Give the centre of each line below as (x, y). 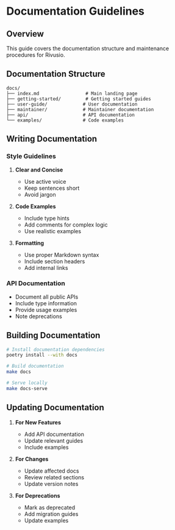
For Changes (32, 459)
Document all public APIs (47, 297)
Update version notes (51, 484)
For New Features (38, 422)
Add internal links (46, 267)
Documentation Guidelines (76, 11)
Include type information (46, 303)
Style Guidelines (31, 156)
